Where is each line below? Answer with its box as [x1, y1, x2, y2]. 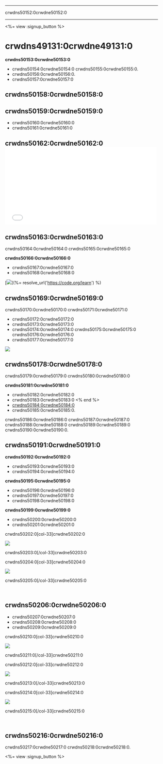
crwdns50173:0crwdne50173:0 [12, 322, 74, 327]
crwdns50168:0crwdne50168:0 [12, 270, 75, 276]
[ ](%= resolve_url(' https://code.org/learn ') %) [5, 280, 101, 286]
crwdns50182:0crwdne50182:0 [12, 391, 75, 397]
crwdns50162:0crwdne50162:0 [5, 139, 103, 147]
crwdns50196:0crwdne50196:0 [12, 487, 75, 493]
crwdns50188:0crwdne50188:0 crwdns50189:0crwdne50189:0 [5, 422, 130, 427]
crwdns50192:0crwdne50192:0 [5, 454, 71, 459]
